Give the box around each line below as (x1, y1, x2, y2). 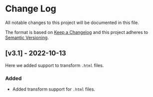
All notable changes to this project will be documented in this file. (5, 19, 140, 25)
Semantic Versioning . (5, 34, 49, 40)
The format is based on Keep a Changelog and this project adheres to (5, 29, 149, 35)
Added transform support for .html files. (12, 86, 96, 92)
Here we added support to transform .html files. (5, 62, 104, 68)
